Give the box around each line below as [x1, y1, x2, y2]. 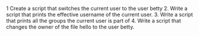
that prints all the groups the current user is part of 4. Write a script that [6, 17, 181, 24]
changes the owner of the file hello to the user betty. [6, 23, 135, 30]
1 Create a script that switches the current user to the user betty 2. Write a [6, 5, 188, 12]
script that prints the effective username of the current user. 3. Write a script [6, 11, 193, 18]
